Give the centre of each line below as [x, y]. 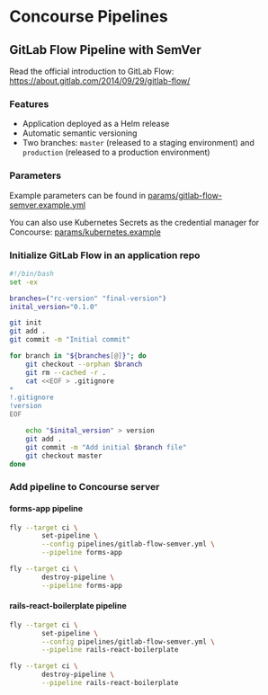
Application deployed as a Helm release [96, 124]
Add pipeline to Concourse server [85, 487]
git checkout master [64, 456]
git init [26, 323]
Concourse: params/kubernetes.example [85, 232]
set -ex [24, 282]
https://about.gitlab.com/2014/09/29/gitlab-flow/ [100, 81]
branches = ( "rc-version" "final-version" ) [88, 298]
